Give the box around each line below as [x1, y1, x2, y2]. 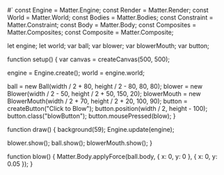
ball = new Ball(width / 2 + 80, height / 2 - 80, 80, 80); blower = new [7, 82, 203, 90]
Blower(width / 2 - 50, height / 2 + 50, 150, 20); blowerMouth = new [7, 90, 202, 98]
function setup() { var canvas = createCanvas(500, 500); [7, 55, 170, 63]
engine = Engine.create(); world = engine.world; [7, 69, 145, 77]
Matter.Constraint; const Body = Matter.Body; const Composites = [7, 21, 197, 29]
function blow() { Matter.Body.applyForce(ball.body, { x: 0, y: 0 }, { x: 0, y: [7, 153, 218, 160]
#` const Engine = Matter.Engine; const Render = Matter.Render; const [7, 6, 209, 14]
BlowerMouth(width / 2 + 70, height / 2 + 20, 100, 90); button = [7, 97, 188, 105]
